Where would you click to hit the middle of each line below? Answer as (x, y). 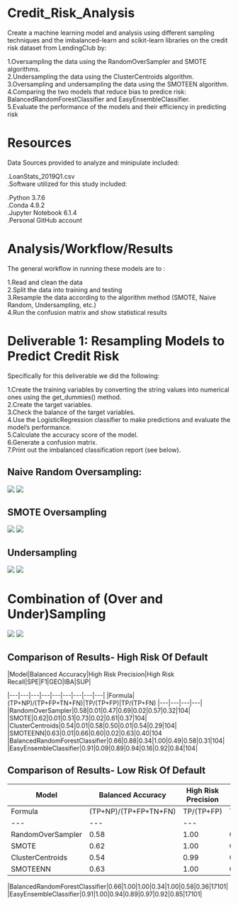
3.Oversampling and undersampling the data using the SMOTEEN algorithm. (118, 84)
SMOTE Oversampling (57, 512)
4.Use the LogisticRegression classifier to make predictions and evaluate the (119, 419)
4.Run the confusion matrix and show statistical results (87, 312)
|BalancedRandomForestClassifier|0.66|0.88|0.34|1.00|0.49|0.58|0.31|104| (116, 740)
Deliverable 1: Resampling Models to (116, 341)
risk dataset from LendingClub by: (57, 48)
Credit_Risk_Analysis (71, 13)
